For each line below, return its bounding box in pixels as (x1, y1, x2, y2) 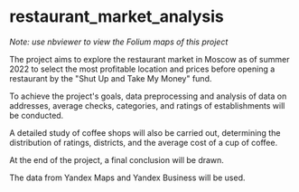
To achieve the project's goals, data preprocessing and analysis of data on (9, 91, 287, 101)
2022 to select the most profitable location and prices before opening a (9, 63, 276, 74)
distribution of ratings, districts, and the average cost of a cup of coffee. (9, 137, 278, 148)
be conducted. (9, 110, 64, 120)
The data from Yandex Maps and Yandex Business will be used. (9, 172, 246, 183)
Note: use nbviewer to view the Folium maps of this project (9, 36, 229, 47)
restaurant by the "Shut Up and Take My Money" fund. (9, 72, 212, 83)
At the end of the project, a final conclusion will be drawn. (9, 154, 224, 165)
